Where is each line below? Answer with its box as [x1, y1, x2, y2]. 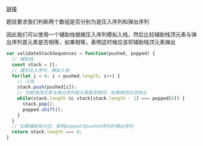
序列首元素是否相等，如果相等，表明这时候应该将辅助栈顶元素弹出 [11, 39, 176, 45]
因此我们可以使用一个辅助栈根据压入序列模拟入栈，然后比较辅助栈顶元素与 [6, 31, 192, 38]
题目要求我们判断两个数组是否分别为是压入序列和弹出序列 [6, 18, 149, 25]
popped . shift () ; [22, 106, 63, 113]
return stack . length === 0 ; [11, 129, 83, 135]
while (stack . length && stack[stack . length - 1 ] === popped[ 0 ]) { [17, 95, 185, 101]
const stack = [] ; [11, 62, 59, 68]
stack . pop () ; [22, 101, 56, 107]
